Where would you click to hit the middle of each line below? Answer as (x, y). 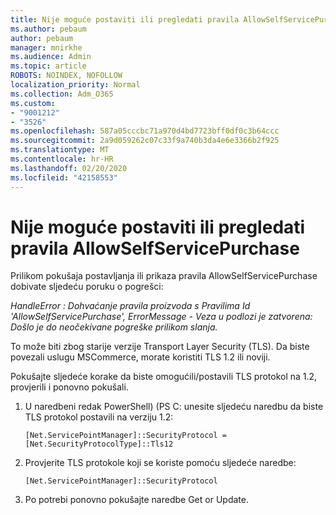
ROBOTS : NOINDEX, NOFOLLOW (66, 76)
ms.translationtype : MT (60, 150)
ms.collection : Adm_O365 (62, 94)
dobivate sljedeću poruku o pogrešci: (87, 287)
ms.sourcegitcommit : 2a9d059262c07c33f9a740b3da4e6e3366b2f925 (145, 141)
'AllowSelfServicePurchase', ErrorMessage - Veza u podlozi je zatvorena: (161, 317)
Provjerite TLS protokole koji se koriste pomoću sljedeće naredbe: (160, 463)
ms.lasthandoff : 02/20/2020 (69, 168)
